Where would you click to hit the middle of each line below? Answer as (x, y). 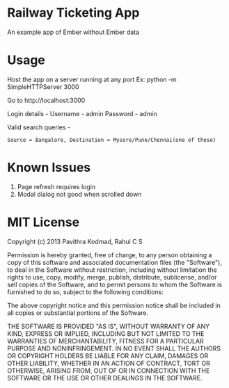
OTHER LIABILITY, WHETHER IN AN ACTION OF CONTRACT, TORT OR (109, 363)
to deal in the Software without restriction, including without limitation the (112, 270)
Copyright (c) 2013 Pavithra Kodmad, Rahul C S (75, 241)
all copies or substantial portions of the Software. (78, 313)
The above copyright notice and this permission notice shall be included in (114, 305)
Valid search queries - (39, 127)
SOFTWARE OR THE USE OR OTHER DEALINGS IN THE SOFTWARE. (105, 378)
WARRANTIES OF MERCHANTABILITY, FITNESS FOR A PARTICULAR (105, 341)
